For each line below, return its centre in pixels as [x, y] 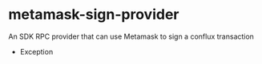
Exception [36, 51]
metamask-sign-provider [94, 15]
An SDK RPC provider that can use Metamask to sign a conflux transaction [131, 36]
